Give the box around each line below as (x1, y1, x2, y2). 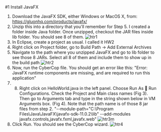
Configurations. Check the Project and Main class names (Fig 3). (19, 90, 148, 96)
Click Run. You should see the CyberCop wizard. (12, 121, 109, 127)
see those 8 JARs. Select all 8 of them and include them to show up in (12, 55, 151, 60)
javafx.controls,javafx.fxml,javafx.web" (19, 116, 97, 122)
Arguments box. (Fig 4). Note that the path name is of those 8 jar (19, 101, 148, 106)
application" (12, 75, 36, 81)
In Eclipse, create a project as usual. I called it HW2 (12, 39, 115, 45)
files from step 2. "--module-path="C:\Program (19, 106, 114, 112)
